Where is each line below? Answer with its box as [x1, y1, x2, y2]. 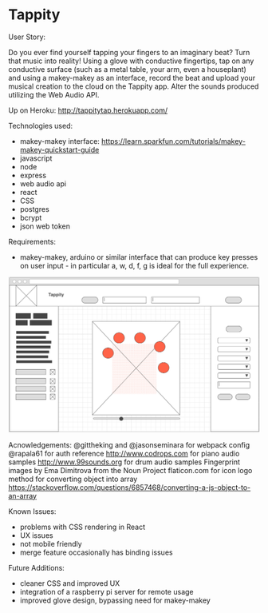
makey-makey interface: [19, 136, 100, 145]
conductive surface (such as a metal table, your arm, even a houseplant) [8, 64, 247, 74]
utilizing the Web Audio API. [8, 90, 100, 99]
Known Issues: [8, 506, 57, 516]
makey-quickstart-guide [19, 145, 100, 154]
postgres [19, 204, 49, 213]
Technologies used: [8, 121, 73, 130]
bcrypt [19, 213, 42, 222]
